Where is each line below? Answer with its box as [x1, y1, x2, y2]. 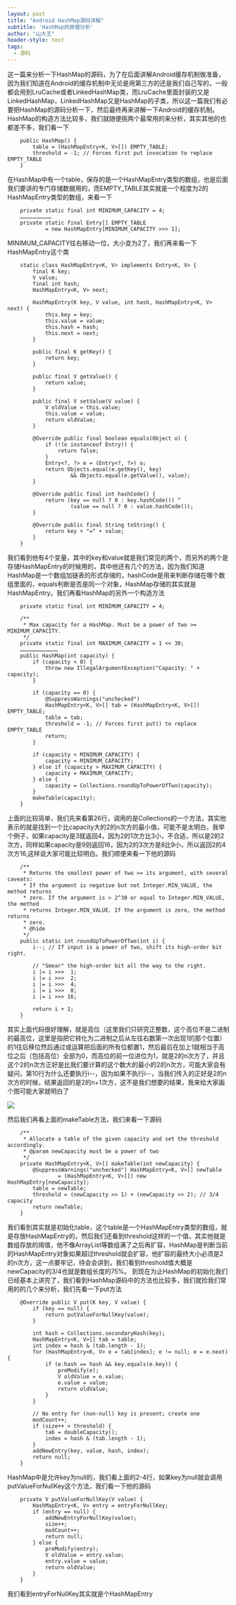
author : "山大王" [7, 30, 55, 37]
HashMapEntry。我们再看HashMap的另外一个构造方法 [7, 588, 165, 597]
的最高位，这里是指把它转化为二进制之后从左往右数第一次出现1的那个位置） [7, 1033, 226, 1042]
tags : [7, 43, 23, 50]
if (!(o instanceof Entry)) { [44, 441, 134, 448]
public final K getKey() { [32, 348, 112, 355]
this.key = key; [44, 311, 93, 318]
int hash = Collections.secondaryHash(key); [32, 1329, 166, 1336]
